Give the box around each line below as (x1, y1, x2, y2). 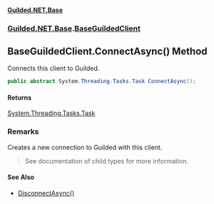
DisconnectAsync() (17, 188, 75, 197)
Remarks (7, 127, 39, 136)
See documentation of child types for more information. (24, 156, 189, 165)
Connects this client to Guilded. (7, 64, 100, 73)
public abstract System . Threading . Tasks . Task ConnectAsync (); (7, 78, 196, 85)
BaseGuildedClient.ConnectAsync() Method (7, 45, 208, 57)
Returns (7, 93, 32, 102)
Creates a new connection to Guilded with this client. (7, 143, 163, 151)
